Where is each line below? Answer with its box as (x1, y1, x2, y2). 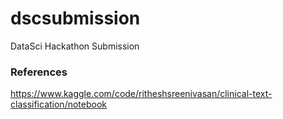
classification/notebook (10, 98, 107, 111)
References (10, 65, 68, 79)
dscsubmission (10, 7, 141, 30)
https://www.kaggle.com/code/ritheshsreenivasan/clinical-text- (10, 88, 273, 100)
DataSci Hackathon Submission (10, 40, 140, 52)
